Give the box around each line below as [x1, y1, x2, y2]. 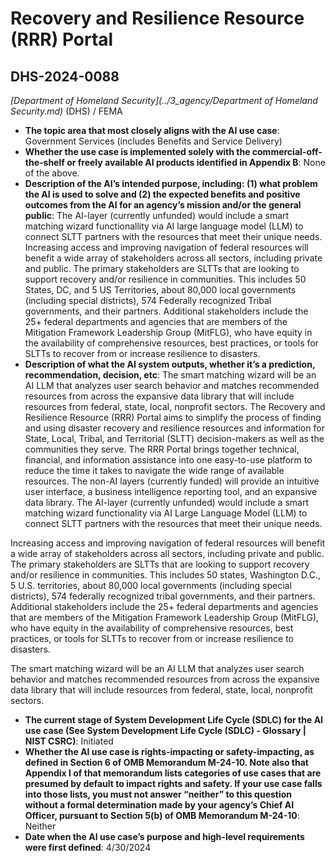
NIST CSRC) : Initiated [24, 735, 114, 747]
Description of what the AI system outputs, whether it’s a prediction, [24, 358, 316, 370]
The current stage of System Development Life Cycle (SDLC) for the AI [24, 714, 324, 726]
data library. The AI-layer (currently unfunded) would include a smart [24, 497, 309, 508]
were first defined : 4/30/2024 [24, 842, 152, 853]
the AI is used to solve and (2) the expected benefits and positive [24, 188, 301, 200]
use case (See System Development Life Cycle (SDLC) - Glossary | [24, 725, 307, 736]
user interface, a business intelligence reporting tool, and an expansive [24, 486, 318, 497]
